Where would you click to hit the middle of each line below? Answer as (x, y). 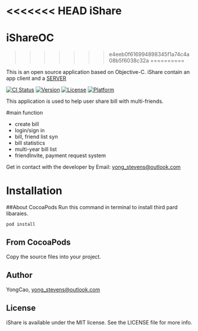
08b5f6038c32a (129, 61)
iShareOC (30, 38)
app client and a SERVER (36, 79)
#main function (25, 113)
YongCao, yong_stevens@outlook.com (53, 289)
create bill (27, 124)
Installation (34, 191)
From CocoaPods (38, 243)
